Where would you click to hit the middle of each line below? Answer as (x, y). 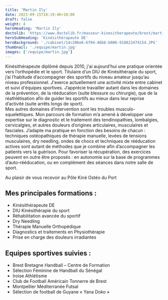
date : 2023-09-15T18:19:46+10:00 (40, 15)
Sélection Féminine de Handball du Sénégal (57, 271)
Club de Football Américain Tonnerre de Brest (59, 281)
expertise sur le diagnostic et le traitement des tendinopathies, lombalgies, (82, 120)
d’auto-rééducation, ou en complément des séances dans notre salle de (79, 162)
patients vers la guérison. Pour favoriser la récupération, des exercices (78, 152)
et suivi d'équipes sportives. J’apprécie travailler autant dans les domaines (82, 87)
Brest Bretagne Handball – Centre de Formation (61, 265)
